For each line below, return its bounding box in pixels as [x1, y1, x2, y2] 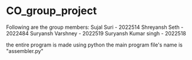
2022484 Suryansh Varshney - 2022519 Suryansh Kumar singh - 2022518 [6, 29, 187, 36]
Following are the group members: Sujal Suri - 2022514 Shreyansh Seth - [6, 24, 184, 31]
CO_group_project [6, 4, 97, 18]
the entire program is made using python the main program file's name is [6, 41, 183, 48]
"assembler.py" [6, 47, 44, 54]
